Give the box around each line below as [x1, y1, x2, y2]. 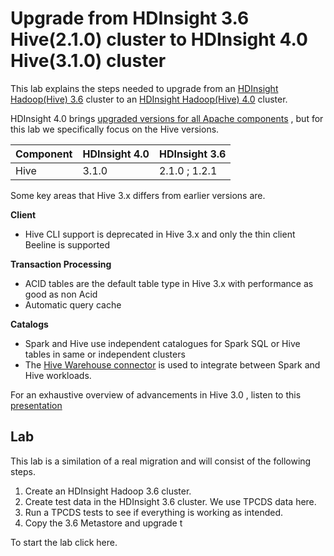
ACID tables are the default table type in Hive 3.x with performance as [24, 277, 314, 289]
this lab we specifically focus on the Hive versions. [10, 123, 220, 135]
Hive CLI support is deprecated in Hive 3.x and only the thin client [24, 228, 296, 240]
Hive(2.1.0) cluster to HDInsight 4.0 [10, 28, 308, 51]
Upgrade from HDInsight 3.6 [10, 7, 250, 30]
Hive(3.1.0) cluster [10, 50, 167, 72]
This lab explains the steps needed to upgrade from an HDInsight [10, 82, 279, 94]
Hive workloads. [24, 369, 92, 381]
